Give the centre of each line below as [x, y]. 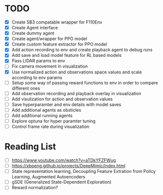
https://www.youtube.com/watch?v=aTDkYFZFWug [64, 160]
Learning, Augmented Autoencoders [48, 177]
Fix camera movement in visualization [50, 66]
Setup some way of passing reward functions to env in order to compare [85, 83]
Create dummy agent [33, 33]
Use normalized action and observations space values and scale [77, 72]
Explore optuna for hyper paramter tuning [54, 121]
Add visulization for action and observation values [62, 99]
